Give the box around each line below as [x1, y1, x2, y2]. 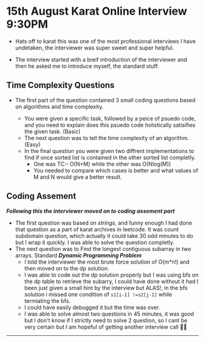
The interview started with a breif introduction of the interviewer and [15, 56, 187, 63]
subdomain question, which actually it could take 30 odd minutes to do [15, 232, 193, 239]
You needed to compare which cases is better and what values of [33, 166, 198, 174]
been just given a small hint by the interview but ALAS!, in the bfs [24, 284, 188, 291]
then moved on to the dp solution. [24, 264, 110, 272]
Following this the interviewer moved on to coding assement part [6, 207, 175, 215]
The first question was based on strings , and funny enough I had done [15, 219, 192, 226]
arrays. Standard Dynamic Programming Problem [15, 251, 142, 259]
